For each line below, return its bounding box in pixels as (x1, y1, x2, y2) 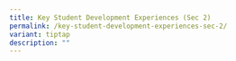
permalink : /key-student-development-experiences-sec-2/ (9, 22, 228, 30)
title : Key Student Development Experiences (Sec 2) (9, 13, 212, 22)
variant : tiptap (9, 30, 70, 39)
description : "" (9, 38, 70, 48)
